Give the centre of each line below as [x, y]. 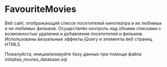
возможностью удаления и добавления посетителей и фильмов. [74, 33]
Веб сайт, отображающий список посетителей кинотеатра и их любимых [83, 23]
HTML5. [13, 44]
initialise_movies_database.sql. [37, 59]
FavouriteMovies [40, 9]
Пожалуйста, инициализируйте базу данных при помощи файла [73, 54]
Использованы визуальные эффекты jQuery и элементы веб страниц [78, 39]
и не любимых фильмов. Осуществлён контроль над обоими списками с [83, 28]
